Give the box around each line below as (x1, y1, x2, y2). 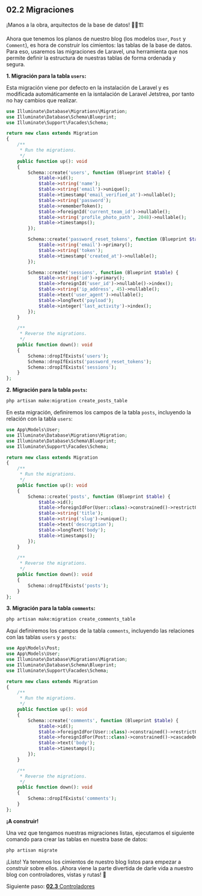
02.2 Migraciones (6, 5, 74, 15)
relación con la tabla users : (6, 415, 73, 423)
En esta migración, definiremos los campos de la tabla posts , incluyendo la (6, 409, 191, 416)
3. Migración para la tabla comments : (6, 604, 96, 612)
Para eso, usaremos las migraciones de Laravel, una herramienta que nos (6, 48, 188, 55)
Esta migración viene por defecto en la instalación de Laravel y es (6, 84, 170, 91)
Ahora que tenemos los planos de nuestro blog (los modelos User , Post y (6, 35, 186, 42)
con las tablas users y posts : (6, 634, 77, 641)
